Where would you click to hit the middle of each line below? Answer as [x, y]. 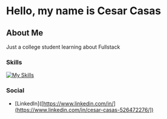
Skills [14, 62]
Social [15, 91]
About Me [25, 33]
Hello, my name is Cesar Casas [84, 11]
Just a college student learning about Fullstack [63, 47]
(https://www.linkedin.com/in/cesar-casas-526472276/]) [84, 110]
